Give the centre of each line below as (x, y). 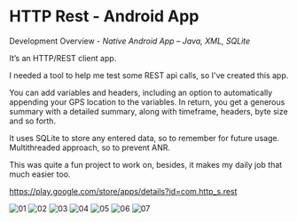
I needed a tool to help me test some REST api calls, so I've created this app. (149, 75)
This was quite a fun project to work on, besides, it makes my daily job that (146, 164)
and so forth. (32, 121)
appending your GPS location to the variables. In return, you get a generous (147, 102)
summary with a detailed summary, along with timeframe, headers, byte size (148, 111)
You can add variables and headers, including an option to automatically (141, 92)
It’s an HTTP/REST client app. (63, 58)
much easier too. (40, 174)
